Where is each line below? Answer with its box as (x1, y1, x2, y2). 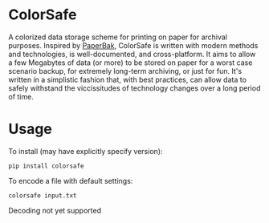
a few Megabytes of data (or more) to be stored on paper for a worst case (8, 58, 253, 67)
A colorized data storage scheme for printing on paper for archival (8, 32, 227, 42)
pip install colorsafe (8, 162, 84, 170)
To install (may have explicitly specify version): (8, 146, 163, 156)
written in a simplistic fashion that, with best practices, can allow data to (8, 75, 247, 84)
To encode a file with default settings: (8, 176, 133, 185)
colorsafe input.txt (8, 191, 78, 200)
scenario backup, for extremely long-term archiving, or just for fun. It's (8, 66, 243, 75)
